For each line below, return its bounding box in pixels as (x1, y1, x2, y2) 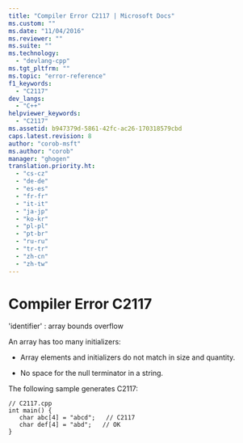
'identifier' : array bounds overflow (8, 321, 124, 331)
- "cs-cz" (15, 170, 48, 178)
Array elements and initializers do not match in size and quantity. (19, 352, 236, 362)
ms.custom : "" (8, 19, 57, 27)
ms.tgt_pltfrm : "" (8, 65, 70, 73)
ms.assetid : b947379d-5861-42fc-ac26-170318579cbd (8, 124, 182, 133)
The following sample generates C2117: (8, 384, 139, 394)
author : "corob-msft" (8, 139, 82, 148)
